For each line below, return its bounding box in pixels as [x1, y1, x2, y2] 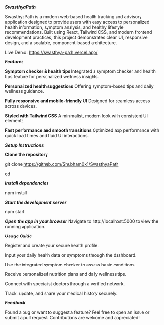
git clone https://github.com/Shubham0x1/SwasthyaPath [5, 161, 119, 167]
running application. [5, 224, 46, 229]
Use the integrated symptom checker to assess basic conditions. [5, 262, 136, 267]
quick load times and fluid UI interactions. [5, 133, 89, 138]
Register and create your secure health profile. [5, 243, 99, 248]
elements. [5, 118, 25, 123]
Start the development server [5, 199, 67, 205]
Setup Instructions [5, 142, 44, 148]
